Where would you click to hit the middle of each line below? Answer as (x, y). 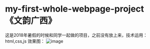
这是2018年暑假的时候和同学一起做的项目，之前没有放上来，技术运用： (76, 35)
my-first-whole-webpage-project (75, 9)
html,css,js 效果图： (25, 41)
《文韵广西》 (31, 21)
